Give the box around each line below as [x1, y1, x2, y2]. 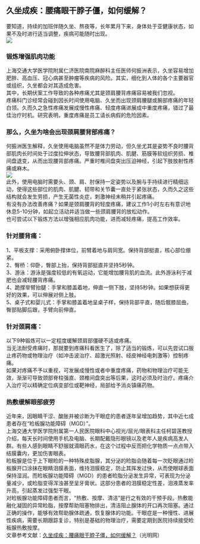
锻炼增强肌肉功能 [6, 52, 55, 61]
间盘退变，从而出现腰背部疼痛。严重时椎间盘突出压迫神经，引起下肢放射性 [6, 157, 189, 165]
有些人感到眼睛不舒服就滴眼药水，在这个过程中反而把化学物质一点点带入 [16, 442, 194, 449]
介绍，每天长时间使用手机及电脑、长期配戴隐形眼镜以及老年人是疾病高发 [6, 435, 183, 442]
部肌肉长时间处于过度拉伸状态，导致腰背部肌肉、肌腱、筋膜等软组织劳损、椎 [6, 150, 194, 157]
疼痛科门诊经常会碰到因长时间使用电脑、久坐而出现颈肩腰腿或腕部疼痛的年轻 [6, 97, 194, 104]
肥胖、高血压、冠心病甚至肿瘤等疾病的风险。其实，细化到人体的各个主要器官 [6, 74, 194, 82]
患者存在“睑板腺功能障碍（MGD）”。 [6, 420, 94, 427]
